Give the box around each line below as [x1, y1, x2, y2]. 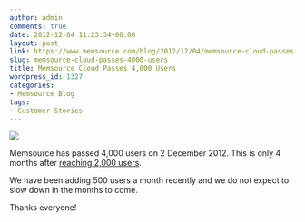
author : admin [9, 13, 64, 23]
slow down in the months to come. [9, 185, 138, 196]
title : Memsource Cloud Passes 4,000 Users [9, 64, 177, 73]
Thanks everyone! [9, 202, 77, 213]
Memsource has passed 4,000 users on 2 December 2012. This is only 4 [9, 148, 281, 159]
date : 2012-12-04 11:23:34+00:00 [9, 30, 136, 39]
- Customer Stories [9, 106, 84, 115]
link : [9, 47, 30, 56]
